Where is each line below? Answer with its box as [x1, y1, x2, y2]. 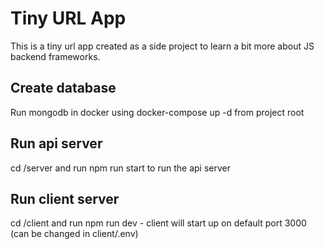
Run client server [10, 190, 120, 207]
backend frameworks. [10, 50, 101, 62]
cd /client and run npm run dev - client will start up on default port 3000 [10, 217, 307, 229]
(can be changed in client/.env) [10, 228, 139, 240]
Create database [10, 80, 117, 97]
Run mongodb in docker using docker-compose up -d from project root [10, 106, 305, 118]
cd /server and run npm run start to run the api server [10, 162, 231, 174]
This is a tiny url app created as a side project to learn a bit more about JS [10, 40, 315, 52]
